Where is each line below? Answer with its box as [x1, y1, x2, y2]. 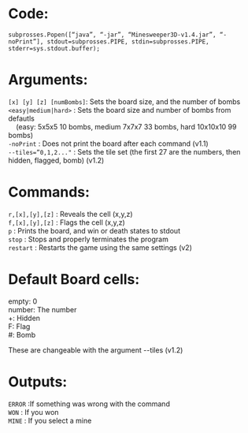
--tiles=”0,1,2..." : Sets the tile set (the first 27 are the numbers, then [8, 147, 241, 156]
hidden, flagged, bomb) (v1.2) [8, 155, 105, 165]
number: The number [8, 304, 77, 314]
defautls [8, 114, 35, 123]
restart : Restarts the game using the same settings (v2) [8, 242, 193, 252]
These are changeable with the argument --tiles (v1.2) [8, 345, 183, 355]
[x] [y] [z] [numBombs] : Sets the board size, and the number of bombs [8, 96, 241, 106]
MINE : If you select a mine [8, 416, 92, 425]
